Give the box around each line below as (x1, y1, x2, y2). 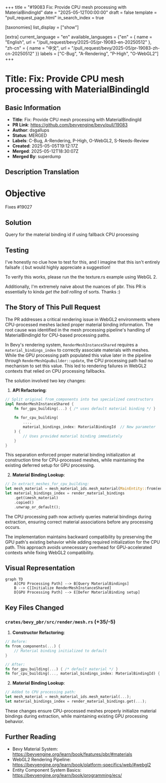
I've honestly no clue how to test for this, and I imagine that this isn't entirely (5, 259, 161, 265)
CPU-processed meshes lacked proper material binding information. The (5, 322, 153, 328)
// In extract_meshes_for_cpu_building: (5, 482, 90, 487)
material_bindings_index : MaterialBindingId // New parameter (23, 425, 156, 430)
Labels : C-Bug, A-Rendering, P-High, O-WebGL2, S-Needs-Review (12, 138, 149, 143)
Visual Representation (5, 564, 75, 572)
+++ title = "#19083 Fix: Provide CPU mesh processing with (5, 4, 127, 10)
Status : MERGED (12, 132, 47, 138)
